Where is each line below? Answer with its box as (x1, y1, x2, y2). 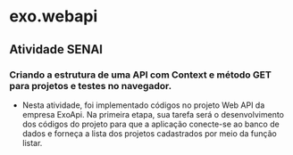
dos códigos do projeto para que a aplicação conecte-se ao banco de (21, 118, 280, 129)
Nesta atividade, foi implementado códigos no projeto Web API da (21, 100, 265, 110)
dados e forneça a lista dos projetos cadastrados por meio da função (21, 127, 277, 139)
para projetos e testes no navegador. (9, 79, 172, 92)
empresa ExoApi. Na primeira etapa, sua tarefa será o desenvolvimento (21, 109, 284, 119)
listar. (21, 137, 43, 148)
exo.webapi (9, 6, 98, 27)
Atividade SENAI (9, 42, 104, 57)
